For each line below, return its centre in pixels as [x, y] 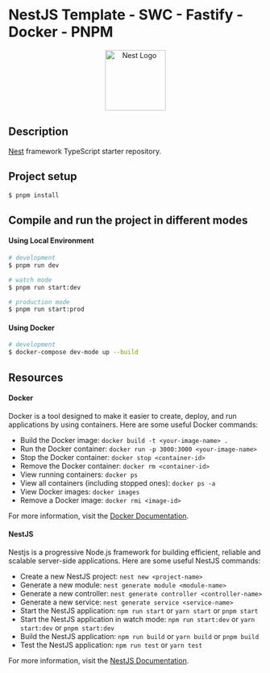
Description [38, 132]
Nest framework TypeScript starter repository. [85, 151]
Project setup [43, 176]
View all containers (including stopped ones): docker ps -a [118, 483]
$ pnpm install [34, 195]
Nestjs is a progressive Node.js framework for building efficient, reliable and [135, 552]
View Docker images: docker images [80, 491]
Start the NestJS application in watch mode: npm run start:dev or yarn [137, 620]
